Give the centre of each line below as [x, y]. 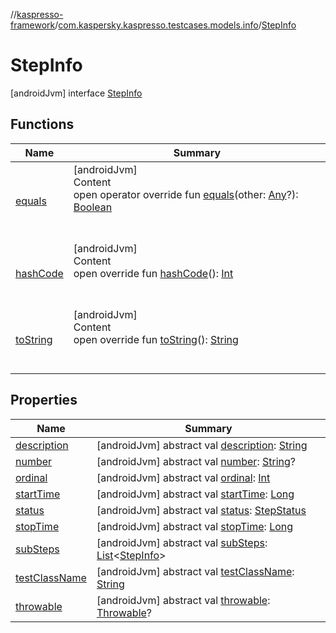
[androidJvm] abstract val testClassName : [195, 571]
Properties [44, 400]
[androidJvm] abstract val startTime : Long [195, 494]
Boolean [93, 207]
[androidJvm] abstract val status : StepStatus [201, 510]
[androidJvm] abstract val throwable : [183, 600]
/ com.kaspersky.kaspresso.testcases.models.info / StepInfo [175, 25]
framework [33, 25]
